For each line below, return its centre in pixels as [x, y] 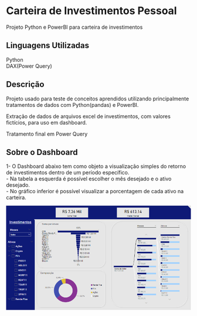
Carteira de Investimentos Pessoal [91, 11]
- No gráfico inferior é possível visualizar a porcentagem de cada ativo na [95, 191]
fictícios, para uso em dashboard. [47, 122]
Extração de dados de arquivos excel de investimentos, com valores [89, 116]
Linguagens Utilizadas [48, 46]
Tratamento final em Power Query [47, 134]
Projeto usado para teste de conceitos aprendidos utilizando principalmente [98, 99]
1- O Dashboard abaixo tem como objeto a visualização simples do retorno [96, 166]
